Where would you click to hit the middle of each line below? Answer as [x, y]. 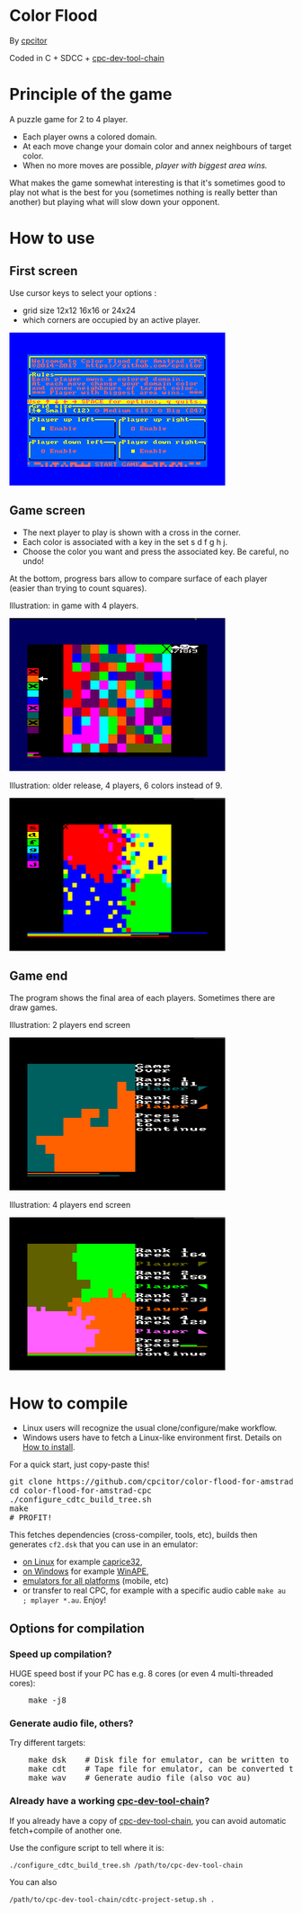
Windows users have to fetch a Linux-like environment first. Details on [152, 1438]
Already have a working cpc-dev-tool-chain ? [110, 1801]
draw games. [34, 1007]
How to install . [49, 1447]
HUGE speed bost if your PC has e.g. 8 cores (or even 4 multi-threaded [142, 1674]
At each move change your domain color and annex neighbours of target [157, 146]
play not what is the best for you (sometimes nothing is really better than [144, 192]
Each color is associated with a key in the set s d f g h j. [125, 541]
